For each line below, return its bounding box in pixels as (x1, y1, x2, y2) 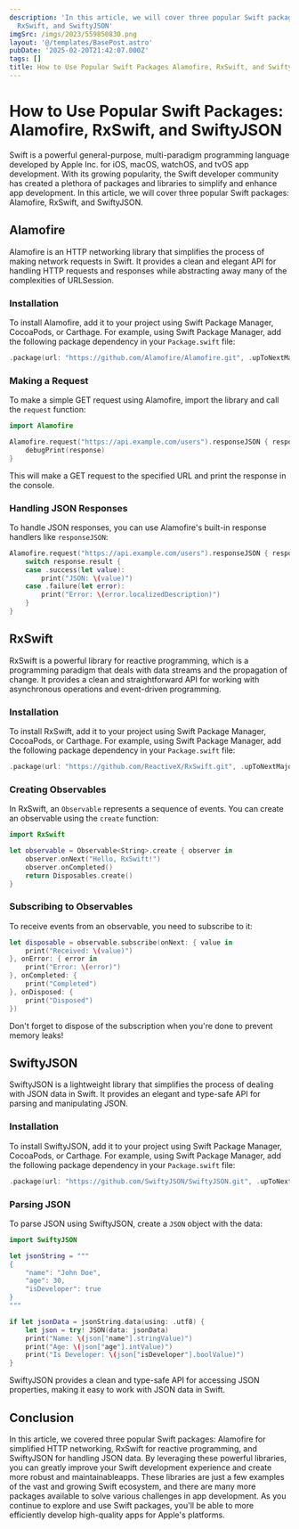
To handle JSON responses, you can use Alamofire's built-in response (9, 522, 267, 533)
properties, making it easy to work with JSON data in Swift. (9, 1385, 225, 1395)
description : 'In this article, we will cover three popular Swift (9, 12, 265, 22)
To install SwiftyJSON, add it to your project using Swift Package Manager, (9, 1141, 283, 1151)
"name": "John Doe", (25, 1268, 101, 1277)
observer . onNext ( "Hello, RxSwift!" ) (25, 854, 162, 863)
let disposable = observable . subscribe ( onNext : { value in (9, 937, 233, 947)
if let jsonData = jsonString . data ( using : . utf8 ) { (9, 1317, 205, 1326)
